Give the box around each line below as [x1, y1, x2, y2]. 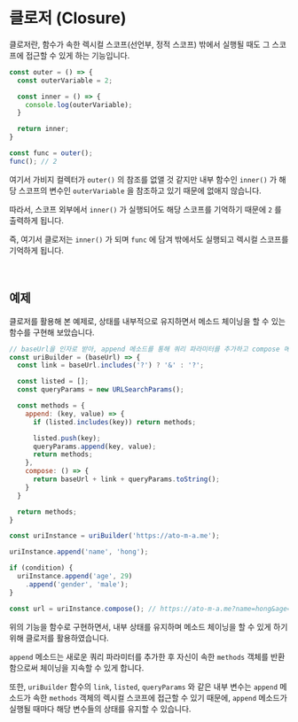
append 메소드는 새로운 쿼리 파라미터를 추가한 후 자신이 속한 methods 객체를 [9, 651, 269, 662]
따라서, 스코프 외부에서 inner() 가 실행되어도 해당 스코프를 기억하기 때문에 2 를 [9, 204, 282, 214]
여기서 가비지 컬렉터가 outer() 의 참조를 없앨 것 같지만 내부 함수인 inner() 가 [9, 174, 278, 184]
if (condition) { [9, 563, 74, 572]
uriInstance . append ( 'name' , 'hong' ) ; [9, 547, 149, 556]
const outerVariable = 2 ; [17, 76, 114, 85]
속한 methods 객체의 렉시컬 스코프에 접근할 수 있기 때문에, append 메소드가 [32, 692, 288, 703]
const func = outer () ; [9, 149, 93, 158]
